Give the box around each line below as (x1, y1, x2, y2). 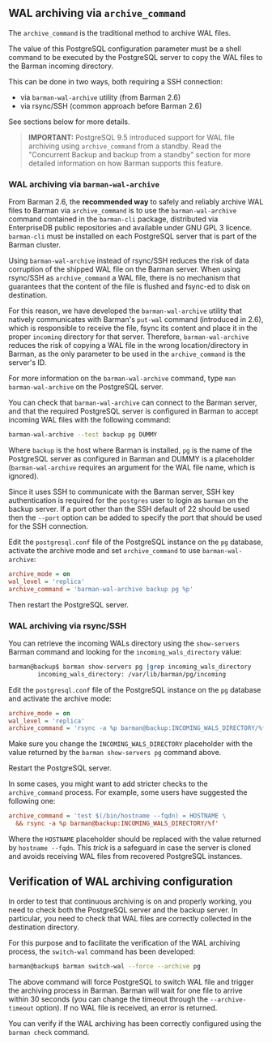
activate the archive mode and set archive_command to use (8, 545, 201, 555)
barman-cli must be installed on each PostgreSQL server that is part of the (8, 231, 257, 242)
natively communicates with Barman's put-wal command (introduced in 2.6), (8, 315, 264, 324)
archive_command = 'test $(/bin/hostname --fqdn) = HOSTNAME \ (8, 812, 227, 820)
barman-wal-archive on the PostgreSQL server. (8, 382, 164, 392)
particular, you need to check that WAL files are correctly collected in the (8, 913, 253, 923)
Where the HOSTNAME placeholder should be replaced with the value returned (8, 835, 261, 844)
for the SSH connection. (8, 521, 89, 530)
